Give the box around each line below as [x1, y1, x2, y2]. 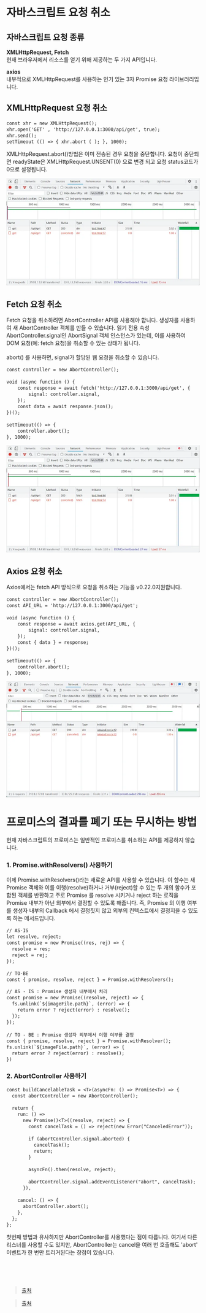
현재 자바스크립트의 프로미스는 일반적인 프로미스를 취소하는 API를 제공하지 [6, 836, 184, 844]
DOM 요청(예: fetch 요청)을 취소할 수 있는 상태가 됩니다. [6, 339, 140, 347]
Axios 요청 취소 [6, 566, 63, 576]
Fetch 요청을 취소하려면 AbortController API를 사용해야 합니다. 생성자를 [6, 316, 179, 323]
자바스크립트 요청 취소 [6, 6, 110, 20]
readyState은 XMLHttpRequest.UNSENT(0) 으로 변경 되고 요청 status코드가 [12, 158, 199, 165]
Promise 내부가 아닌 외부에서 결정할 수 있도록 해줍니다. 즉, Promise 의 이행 [6, 899, 186, 906]
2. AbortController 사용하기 [6, 1072, 87, 1080]
